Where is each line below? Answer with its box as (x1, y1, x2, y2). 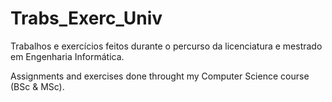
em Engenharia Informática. (10, 50, 125, 62)
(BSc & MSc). (10, 80, 65, 92)
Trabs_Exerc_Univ (10, 7, 163, 30)
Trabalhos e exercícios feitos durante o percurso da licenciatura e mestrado (10, 40, 323, 52)
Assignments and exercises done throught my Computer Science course (10, 70, 310, 82)
